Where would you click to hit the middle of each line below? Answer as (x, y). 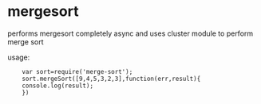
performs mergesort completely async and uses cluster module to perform (130, 33)
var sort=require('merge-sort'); (77, 71)
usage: (19, 57)
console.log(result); (57, 86)
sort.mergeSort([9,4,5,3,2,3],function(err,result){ (111, 79)
